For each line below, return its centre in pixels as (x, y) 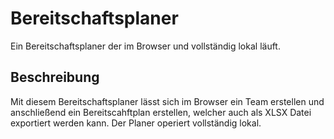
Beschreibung (55, 77)
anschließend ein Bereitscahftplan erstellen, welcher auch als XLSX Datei (161, 112)
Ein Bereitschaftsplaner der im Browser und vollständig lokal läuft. (145, 46)
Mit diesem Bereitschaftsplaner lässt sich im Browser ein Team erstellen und (167, 101)
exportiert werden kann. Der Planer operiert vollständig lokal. (136, 123)
